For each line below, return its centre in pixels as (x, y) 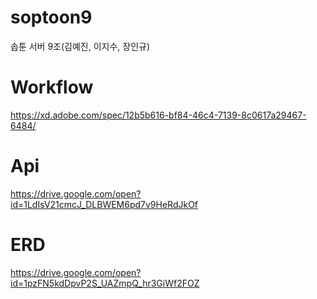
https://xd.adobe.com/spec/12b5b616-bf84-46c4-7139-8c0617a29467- (158, 115)
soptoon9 (51, 17)
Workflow (52, 87)
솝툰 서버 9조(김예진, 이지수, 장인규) (80, 46)
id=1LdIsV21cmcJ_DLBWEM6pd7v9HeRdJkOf (104, 204)
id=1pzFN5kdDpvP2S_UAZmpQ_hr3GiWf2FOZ (105, 283)
